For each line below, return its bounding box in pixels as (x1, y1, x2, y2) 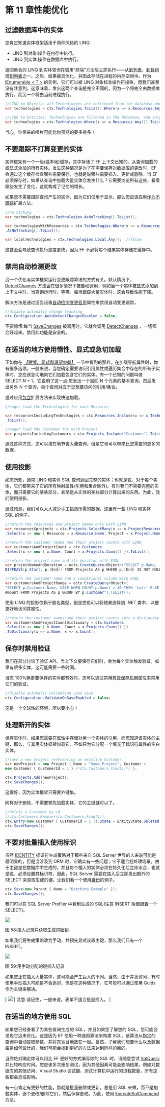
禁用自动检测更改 (5, 263, 57, 271)
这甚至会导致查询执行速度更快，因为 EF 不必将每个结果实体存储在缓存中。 (5, 246, 155, 252)
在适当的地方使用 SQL (5, 1012, 71, 1021)
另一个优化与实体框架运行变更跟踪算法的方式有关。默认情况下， (5, 276, 134, 282)
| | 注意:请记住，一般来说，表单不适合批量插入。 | (5, 996, 111, 1002)
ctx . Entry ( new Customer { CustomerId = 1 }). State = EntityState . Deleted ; (5, 819, 162, 824)
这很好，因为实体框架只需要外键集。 (5, 789, 79, 795)
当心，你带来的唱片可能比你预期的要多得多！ (5, 129, 96, 135)
